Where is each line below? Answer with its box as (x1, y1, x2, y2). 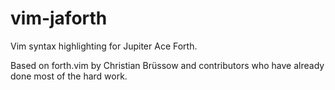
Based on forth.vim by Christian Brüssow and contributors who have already (10, 59, 325, 71)
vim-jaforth (10, 7, 108, 30)
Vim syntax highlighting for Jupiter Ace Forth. (10, 40, 198, 52)
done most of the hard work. (10, 70, 128, 82)
